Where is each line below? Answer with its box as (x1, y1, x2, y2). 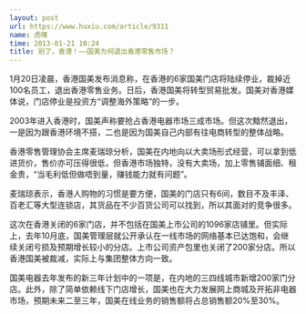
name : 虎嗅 (9, 30, 48, 39)
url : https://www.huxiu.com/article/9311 (9, 22, 169, 31)
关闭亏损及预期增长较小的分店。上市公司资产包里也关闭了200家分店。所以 (16, 242, 296, 253)
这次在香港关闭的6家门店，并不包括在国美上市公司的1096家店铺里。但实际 (9, 219, 289, 230)
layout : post (9, 13, 59, 23)
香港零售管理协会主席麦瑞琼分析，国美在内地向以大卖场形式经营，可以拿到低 (9, 147, 297, 157)
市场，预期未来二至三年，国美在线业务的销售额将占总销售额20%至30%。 (9, 295, 285, 306)
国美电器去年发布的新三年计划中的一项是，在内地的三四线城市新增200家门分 (9, 272, 296, 283)
